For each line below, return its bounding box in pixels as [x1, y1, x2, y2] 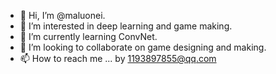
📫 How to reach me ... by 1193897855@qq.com [19, 53, 217, 64]
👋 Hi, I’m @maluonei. [19, 10, 106, 21]
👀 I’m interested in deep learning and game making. [19, 20, 233, 32]
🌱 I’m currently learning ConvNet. [19, 31, 158, 42]
